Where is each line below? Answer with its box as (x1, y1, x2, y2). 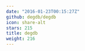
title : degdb (6, 30, 38, 36)
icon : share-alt (6, 19, 46, 25)
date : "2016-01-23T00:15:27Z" (6, 8, 80, 15)
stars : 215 (6, 25, 33, 31)
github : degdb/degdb (6, 14, 57, 20)
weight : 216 (6, 36, 35, 42)
